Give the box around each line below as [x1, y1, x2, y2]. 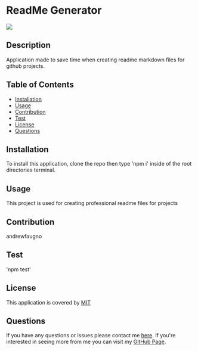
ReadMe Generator [6, 4, 102, 17]
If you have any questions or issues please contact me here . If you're [6, 332, 176, 339]
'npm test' [6, 266, 32, 273]
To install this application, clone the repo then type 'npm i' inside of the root [6, 160, 192, 167]
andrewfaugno [6, 233, 42, 240]
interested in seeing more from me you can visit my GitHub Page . [6, 338, 166, 346]
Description [6, 40, 51, 51]
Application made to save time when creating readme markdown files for [6, 56, 185, 63]
